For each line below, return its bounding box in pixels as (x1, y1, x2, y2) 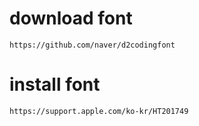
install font (9, 73, 101, 96)
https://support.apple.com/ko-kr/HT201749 (9, 106, 189, 116)
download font (9, 7, 133, 30)
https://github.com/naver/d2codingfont (9, 40, 176, 50)
